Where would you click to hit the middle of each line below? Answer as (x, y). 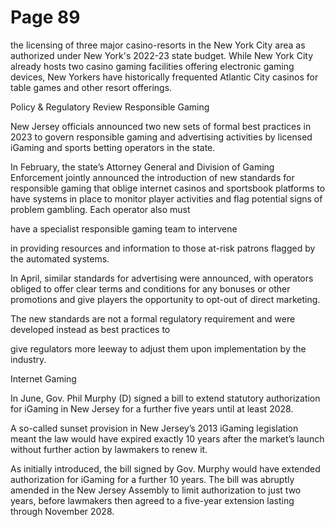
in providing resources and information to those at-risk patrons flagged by (163, 248)
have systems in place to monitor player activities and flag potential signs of (166, 198)
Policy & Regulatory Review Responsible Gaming (110, 107)
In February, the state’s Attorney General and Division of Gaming (142, 167)
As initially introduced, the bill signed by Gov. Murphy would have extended (165, 468)
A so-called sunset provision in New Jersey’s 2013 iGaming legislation (154, 428)
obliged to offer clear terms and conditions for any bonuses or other (150, 288)
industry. (28, 359)
